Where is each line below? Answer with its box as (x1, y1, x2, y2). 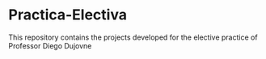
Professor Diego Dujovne (8, 40, 92, 50)
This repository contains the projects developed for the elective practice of (8, 32, 258, 42)
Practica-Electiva (8, 6, 128, 24)
